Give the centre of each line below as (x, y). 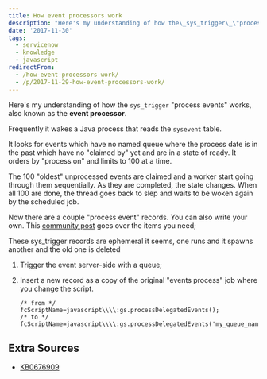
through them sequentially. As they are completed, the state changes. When (133, 184)
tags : (17, 38)
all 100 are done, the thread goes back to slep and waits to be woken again (131, 193)
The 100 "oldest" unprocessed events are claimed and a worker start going (131, 176)
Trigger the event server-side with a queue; (91, 265)
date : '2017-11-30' (41, 30)
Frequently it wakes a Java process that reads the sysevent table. (115, 129)
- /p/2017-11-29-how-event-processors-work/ (90, 82)
